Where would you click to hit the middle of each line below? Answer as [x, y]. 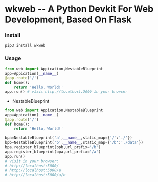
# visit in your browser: [32, 161]
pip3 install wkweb [25, 46]
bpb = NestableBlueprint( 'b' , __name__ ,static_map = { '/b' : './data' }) [74, 143]
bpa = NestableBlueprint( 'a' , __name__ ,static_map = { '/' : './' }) [69, 138]
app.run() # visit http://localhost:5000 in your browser [66, 92]
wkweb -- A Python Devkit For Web [79, 9]
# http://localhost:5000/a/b [35, 175]
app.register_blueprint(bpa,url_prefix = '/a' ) [53, 152]
